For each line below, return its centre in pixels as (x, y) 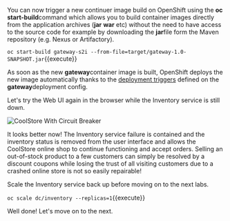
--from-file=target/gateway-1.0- (139, 52)
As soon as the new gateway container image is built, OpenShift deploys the (115, 72)
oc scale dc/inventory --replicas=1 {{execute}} (76, 198)
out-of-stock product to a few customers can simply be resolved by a (106, 156)
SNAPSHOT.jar (26, 59)
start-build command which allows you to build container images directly (111, 17)
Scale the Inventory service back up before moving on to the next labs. (108, 184)
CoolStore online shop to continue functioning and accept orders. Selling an (115, 149)
